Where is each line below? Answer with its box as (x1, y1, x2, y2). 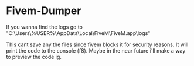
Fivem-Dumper (6, 4, 81, 18)
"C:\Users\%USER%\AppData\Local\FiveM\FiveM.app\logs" (6, 29, 151, 36)
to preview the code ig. (6, 53, 62, 60)
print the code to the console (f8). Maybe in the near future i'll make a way (6, 47, 186, 54)
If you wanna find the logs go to (6, 23, 83, 30)
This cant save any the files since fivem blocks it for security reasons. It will (6, 41, 189, 48)
